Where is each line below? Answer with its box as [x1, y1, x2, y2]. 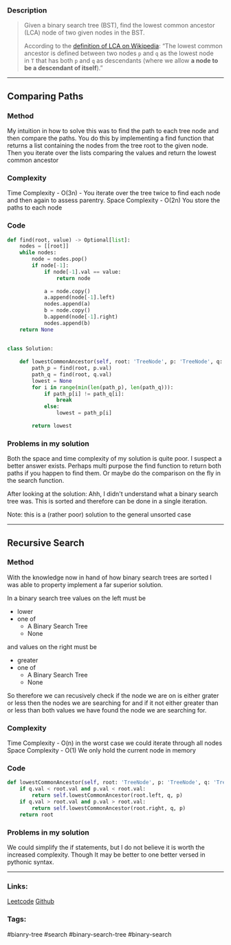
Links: [7, 882, 28, 891]
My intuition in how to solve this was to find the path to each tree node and [7, 126, 219, 135]
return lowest [32, 422, 72, 429]
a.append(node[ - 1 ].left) [43, 294, 115, 301]
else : [43, 403, 60, 410]
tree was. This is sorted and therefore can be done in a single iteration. [7, 497, 208, 506]
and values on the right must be [7, 642, 98, 650]
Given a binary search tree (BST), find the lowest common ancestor [23, 21, 215, 30]
